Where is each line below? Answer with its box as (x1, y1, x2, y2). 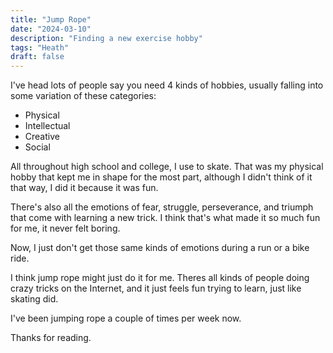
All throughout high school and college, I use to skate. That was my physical (10, 161, 324, 173)
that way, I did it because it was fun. (10, 182, 159, 194)
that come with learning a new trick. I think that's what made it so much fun (10, 212, 321, 224)
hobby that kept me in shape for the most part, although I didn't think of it (10, 171, 313, 183)
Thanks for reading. (10, 332, 92, 344)
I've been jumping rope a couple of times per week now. (10, 312, 242, 325)
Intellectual (24, 120, 71, 132)
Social (24, 141, 51, 153)
